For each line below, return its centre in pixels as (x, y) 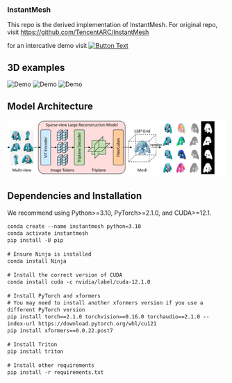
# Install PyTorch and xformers (54, 296)
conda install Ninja (37, 261)
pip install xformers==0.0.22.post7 (60, 331)
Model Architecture (50, 106)
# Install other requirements (51, 365)
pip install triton (35, 351)
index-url (22, 324)
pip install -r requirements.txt (56, 372)
